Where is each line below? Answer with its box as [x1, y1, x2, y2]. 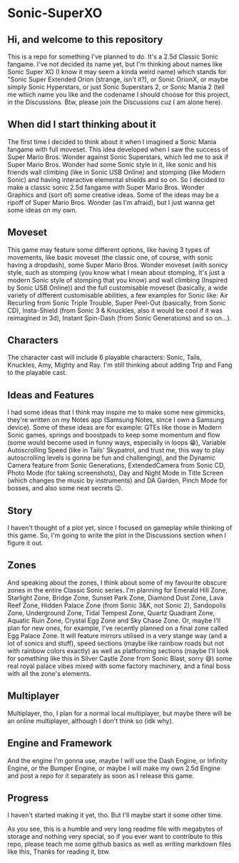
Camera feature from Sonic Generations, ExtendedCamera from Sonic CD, [7, 461, 226, 470]
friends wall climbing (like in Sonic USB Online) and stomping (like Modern [7, 168, 226, 176]
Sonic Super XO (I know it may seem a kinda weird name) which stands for [7, 68, 227, 76]
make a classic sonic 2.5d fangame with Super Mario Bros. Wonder [7, 183, 205, 191]
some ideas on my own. [7, 206, 77, 214]
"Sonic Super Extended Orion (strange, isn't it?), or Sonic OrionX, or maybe [7, 75, 228, 84]
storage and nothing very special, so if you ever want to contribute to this [7, 832, 223, 841]
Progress [7, 792, 49, 804]
